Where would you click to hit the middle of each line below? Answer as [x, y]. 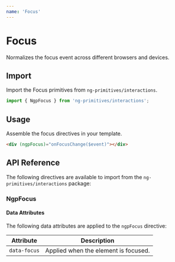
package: [80, 183]
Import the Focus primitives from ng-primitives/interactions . [82, 90]
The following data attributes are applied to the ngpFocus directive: [86, 226]
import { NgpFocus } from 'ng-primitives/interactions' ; [78, 101]
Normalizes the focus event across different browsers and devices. [88, 57]
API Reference [33, 163]
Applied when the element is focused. [98, 250]
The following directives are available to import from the [74, 177]
